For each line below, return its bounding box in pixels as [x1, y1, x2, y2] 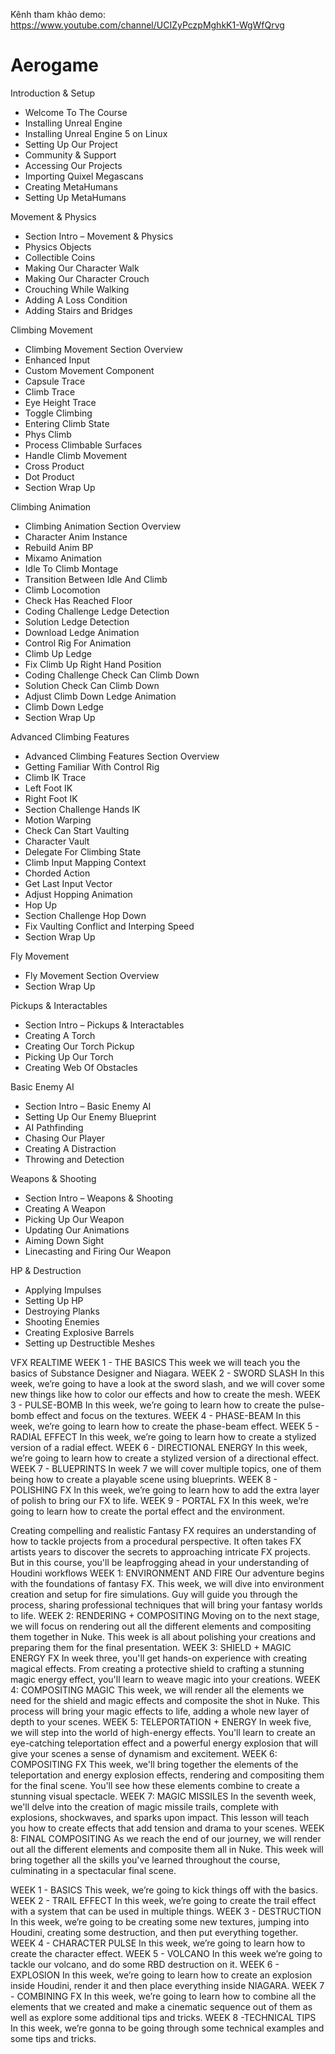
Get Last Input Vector [24, 877, 113, 889]
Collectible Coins [24, 251, 96, 263]
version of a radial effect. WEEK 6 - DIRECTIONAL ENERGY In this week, [10, 1441, 308, 1453]
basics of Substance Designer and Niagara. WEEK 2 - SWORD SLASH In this [10, 1367, 325, 1379]
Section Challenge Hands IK [24, 803, 141, 815]
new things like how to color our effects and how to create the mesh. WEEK [10, 1388, 321, 1400]
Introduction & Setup [10, 87, 95, 99]
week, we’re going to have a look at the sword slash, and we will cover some [10, 1377, 325, 1389]
